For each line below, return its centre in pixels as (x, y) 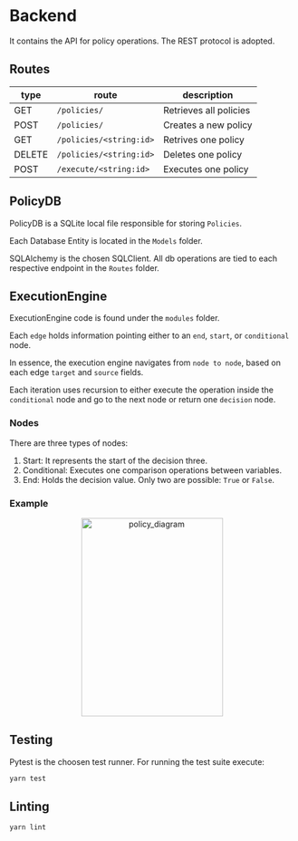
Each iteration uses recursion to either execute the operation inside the (142, 390)
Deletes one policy (202, 154)
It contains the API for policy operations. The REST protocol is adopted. (142, 41)
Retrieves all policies (207, 110)
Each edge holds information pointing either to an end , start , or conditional (149, 335)
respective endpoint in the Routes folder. (85, 267)
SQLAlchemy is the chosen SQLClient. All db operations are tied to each (144, 258)
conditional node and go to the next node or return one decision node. (143, 400)
